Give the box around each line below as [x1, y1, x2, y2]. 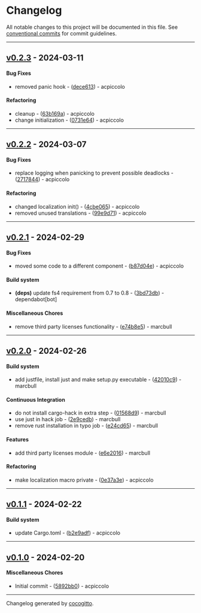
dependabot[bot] [14, 296, 57, 303]
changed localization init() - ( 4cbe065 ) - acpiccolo [14, 203, 140, 210]
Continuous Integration [6, 396, 66, 403]
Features [6, 435, 29, 443]
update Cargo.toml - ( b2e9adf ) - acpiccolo [14, 529, 121, 537]
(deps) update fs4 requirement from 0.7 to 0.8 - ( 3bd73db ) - [14, 289, 165, 297]
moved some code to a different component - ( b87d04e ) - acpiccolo [14, 262, 184, 270]
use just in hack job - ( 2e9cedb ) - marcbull [14, 416, 121, 423]
